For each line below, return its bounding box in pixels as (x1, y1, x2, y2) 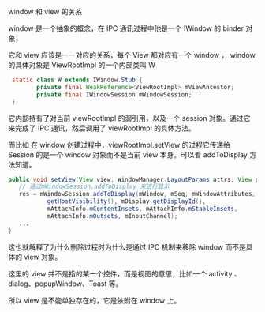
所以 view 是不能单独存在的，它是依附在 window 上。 (8, 295, 181, 305)
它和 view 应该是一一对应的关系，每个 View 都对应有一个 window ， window (8, 51, 256, 59)
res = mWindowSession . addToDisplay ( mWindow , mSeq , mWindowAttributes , (18, 190, 256, 198)
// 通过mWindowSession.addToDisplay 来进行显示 (18, 182, 170, 191)
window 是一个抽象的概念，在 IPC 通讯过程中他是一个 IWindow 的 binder (8, 24, 244, 33)
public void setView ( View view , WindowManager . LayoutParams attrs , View (8, 175, 252, 183)
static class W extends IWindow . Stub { (11, 76, 144, 84)
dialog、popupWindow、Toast (8, 279, 107, 288)
